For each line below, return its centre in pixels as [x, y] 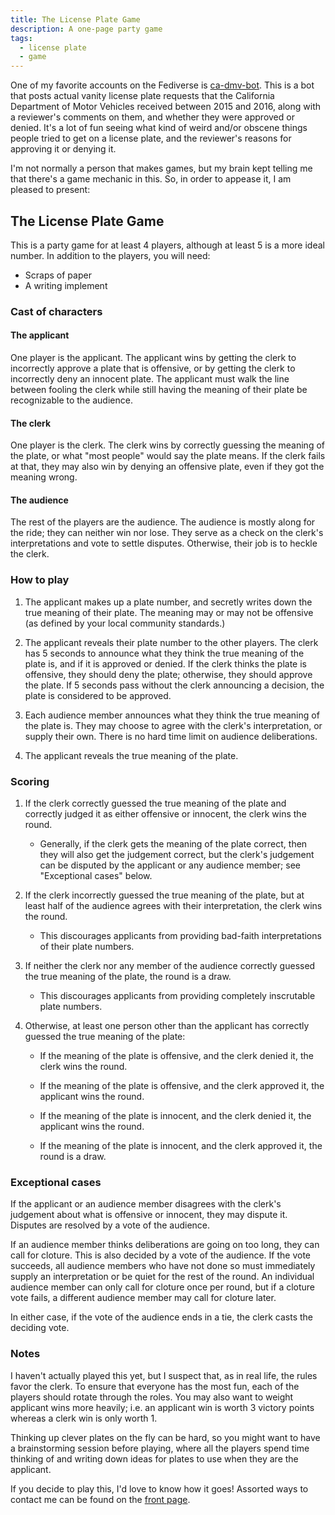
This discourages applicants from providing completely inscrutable [177, 996]
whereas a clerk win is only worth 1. [84, 1418]
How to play [40, 580]
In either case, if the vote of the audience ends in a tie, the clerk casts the [162, 1317]
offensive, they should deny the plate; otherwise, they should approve [168, 674]
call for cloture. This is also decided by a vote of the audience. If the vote [160, 1255]
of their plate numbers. [87, 947]
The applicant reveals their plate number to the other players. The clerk [171, 642]
